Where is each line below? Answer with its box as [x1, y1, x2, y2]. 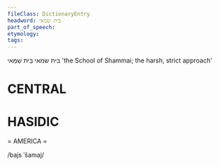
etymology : [7, 30, 40, 38]
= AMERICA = [7, 137, 47, 145]
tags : [7, 37, 23, 44]
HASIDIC [7, 114, 60, 130]
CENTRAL [7, 81, 67, 97]
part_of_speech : [7, 23, 55, 31]
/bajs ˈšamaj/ [7, 150, 45, 160]
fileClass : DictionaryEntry [7, 10, 91, 18]
